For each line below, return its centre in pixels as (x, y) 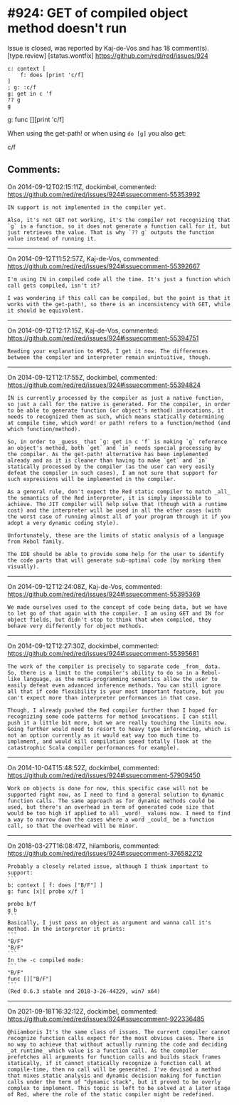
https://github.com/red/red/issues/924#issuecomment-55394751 (103, 338)
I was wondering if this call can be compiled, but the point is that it (119, 298)
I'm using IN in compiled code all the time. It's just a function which (119, 279)
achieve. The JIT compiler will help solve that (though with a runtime (117, 504)
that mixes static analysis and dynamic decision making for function (114, 1076)
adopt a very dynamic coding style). (63, 523)
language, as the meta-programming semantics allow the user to (121, 679)
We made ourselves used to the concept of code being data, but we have (117, 607)
